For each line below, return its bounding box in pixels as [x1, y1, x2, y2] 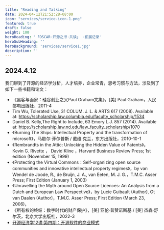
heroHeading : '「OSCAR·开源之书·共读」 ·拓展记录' [5, 35, 102, 40]
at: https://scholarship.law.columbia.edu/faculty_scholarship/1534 [12, 114, 145, 119]
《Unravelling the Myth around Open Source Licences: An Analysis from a [12, 183, 159, 189]
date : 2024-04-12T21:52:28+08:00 [5, 12, 73, 17]
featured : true [5, 21, 36, 26]
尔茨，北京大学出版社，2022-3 [12, 213, 75, 219]
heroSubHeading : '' [5, 39, 45, 44]
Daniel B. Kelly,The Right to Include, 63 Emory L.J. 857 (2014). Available [12, 119, 157, 125]
